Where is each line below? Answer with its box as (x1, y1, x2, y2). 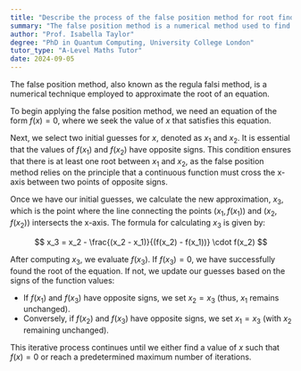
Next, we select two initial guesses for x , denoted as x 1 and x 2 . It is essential (10, 133, 290, 145)
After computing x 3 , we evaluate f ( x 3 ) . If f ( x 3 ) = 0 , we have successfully (10, 253, 276, 267)
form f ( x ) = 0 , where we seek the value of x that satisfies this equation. (10, 115, 272, 126)
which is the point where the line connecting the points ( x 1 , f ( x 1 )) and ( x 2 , (10, 206, 278, 218)
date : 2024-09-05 (10, 54, 75, 63)
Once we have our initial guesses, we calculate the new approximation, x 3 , (10, 194, 284, 207)
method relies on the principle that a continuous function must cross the (10, 167, 276, 178)
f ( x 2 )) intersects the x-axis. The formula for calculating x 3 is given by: (10, 217, 266, 230)
